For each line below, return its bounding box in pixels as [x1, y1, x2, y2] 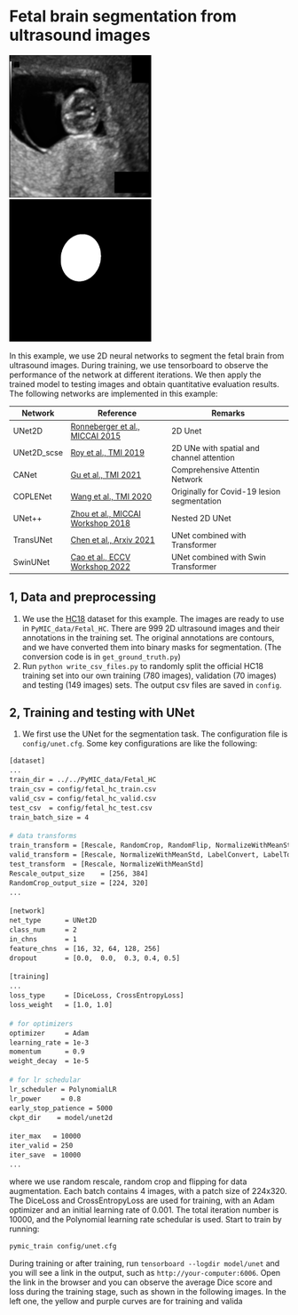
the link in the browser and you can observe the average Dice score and [9, 1277, 273, 1287]
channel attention [171, 452, 235, 463]
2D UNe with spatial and [171, 442, 260, 453]
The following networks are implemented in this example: [9, 388, 219, 399]
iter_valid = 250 [9, 1142, 74, 1150]
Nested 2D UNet [171, 513, 232, 524]
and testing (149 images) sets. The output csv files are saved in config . [21, 679, 282, 690]
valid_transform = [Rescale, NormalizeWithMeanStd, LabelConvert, [9, 851, 260, 859]
